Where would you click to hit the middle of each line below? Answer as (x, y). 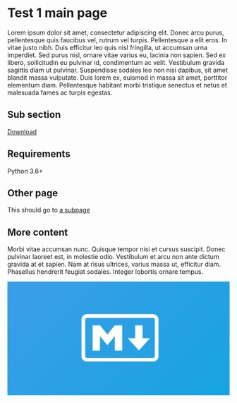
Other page (33, 193)
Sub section (34, 115)
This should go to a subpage (49, 210)
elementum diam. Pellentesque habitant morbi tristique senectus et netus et (117, 85)
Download (22, 131)
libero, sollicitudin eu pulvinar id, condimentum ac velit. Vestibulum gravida (116, 62)
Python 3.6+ (25, 171)
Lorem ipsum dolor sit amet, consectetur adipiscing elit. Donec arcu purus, (116, 32)
